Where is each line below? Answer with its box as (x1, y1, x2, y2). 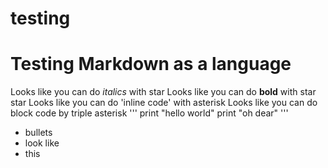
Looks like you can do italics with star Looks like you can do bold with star (10, 86, 317, 98)
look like (24, 137, 60, 149)
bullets (24, 127, 53, 139)
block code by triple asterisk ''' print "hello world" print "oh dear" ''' (10, 107, 289, 119)
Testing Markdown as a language (10, 53, 292, 76)
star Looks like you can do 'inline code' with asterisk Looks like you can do (10, 97, 318, 109)
